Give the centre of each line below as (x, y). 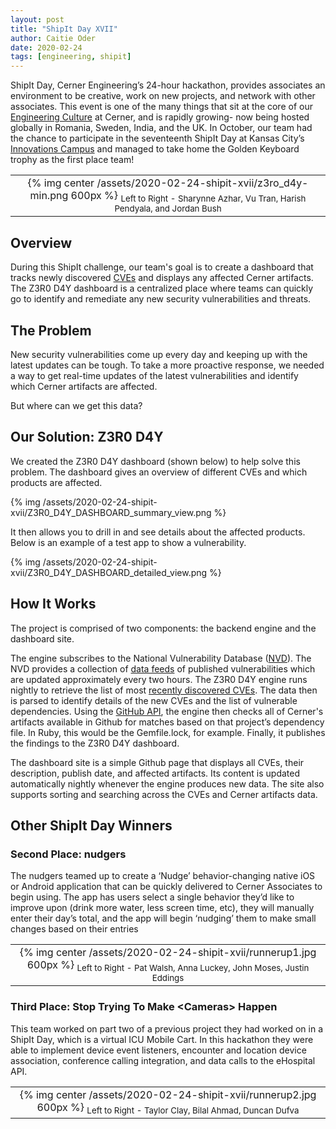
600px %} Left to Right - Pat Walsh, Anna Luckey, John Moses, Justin (168, 966)
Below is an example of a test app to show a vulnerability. (128, 542)
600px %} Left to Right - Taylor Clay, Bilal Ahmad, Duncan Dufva (168, 1108)
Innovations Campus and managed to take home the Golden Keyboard (155, 149)
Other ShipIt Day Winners (91, 825)
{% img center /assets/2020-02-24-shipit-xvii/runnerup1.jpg (168, 953)
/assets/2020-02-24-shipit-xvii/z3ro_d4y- (202, 183)
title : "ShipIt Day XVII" (64, 29)
